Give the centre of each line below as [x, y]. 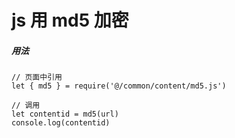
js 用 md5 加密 [70, 20]
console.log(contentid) [61, 123]
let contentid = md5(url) [65, 114]
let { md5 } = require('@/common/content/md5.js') [119, 86]
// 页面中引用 [37, 77]
